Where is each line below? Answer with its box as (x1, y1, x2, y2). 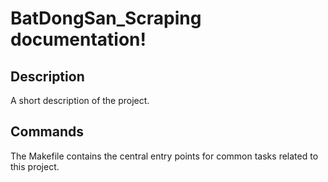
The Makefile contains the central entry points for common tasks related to (10, 150, 319, 162)
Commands (10, 123, 85, 141)
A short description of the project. (10, 95, 150, 106)
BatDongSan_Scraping (10, 7, 202, 30)
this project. (10, 160, 60, 172)
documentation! (10, 28, 147, 51)
